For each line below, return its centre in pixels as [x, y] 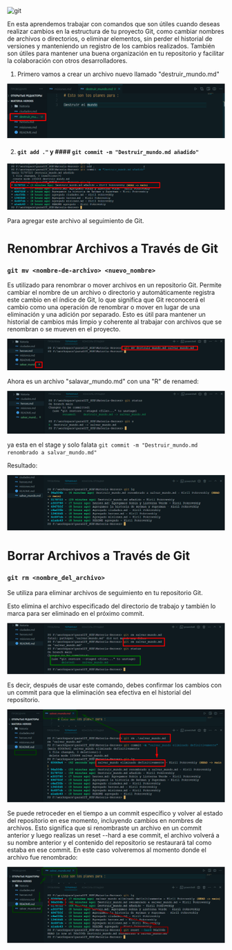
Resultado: [22, 465]
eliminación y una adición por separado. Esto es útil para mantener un [106, 315]
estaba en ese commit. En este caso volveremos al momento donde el [107, 850]
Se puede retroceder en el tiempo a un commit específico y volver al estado [115, 813]
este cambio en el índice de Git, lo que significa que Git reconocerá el [106, 300]
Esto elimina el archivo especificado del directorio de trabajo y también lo [112, 606]
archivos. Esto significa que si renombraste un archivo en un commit [105, 828]
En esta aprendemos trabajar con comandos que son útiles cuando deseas [114, 24]
